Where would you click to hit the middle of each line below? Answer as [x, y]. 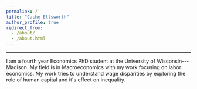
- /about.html [28, 38]
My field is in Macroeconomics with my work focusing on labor [106, 67]
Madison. [17, 67]
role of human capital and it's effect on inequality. [66, 80]
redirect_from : [25, 28]
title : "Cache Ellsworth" [38, 17]
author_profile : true [33, 22]
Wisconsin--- [173, 61]
